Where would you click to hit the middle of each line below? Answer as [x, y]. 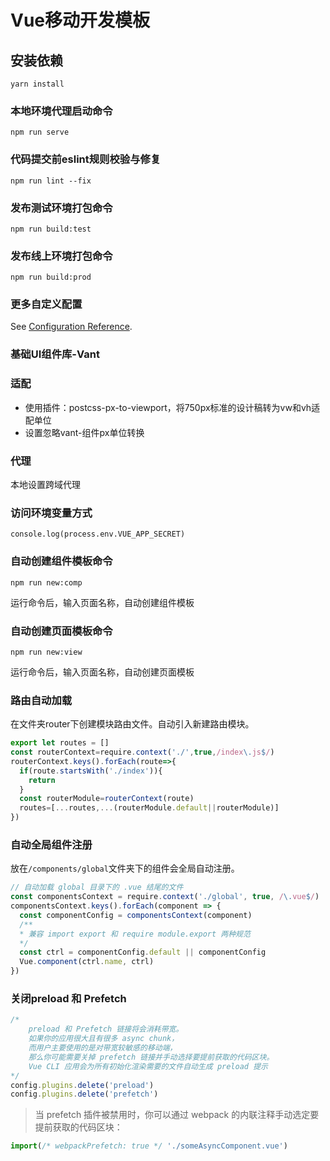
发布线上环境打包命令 [61, 256]
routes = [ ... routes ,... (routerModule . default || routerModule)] [149, 808]
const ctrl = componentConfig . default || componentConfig [143, 952]
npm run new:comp [46, 582]
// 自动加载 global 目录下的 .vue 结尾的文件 [97, 887]
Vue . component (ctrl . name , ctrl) [87, 962]
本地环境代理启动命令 [61, 111]
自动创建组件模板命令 [61, 561]
